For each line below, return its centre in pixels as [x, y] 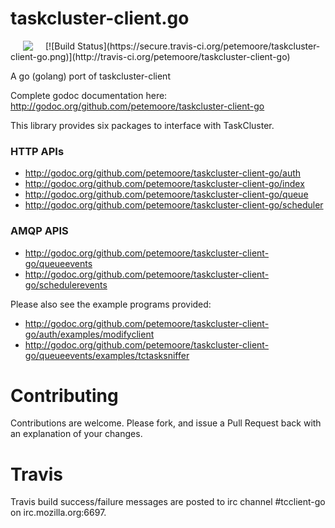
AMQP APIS [39, 231]
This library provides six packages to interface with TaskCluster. [142, 125]
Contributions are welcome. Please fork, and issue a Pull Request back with [166, 423]
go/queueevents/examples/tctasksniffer [107, 355]
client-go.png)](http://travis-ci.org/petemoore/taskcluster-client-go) [150, 56]
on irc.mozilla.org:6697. [58, 513]
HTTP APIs [37, 151]
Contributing [64, 395]
